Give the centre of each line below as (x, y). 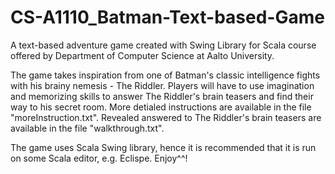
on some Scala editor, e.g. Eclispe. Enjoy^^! (99, 158)
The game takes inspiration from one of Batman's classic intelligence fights (165, 75)
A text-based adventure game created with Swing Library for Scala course (163, 45)
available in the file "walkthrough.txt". (87, 128)
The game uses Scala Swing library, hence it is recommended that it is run (163, 147)
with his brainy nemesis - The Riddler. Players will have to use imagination (162, 85)
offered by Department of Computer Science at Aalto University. (142, 55)
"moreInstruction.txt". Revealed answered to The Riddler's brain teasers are (166, 117)
